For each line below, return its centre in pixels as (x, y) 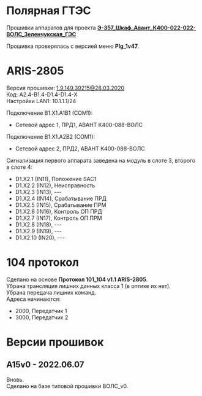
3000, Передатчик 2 (42, 317)
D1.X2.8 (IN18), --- (39, 224)
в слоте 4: (19, 167)
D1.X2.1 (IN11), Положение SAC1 (56, 179)
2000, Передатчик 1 (41, 311)
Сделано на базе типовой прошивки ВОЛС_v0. (67, 386)
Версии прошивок (55, 342)
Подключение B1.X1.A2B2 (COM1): (51, 136)
